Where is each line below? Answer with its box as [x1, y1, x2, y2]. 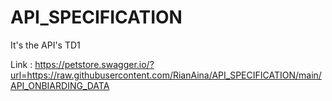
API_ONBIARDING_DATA [10, 79, 110, 91]
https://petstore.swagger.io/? [34, 58, 155, 70]
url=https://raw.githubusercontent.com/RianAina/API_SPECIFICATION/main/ [10, 69, 322, 81]
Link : [10, 58, 33, 70]
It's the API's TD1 [10, 39, 81, 51]
